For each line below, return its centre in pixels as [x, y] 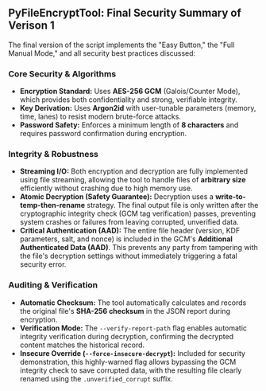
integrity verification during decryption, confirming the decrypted [127, 336]
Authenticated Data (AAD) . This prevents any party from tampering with [139, 248]
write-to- [231, 197]
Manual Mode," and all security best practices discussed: [102, 53]
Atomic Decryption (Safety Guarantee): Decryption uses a [117, 197]
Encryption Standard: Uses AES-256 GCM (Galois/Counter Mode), [130, 92]
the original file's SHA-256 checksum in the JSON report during [125, 311]
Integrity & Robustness [54, 154]
